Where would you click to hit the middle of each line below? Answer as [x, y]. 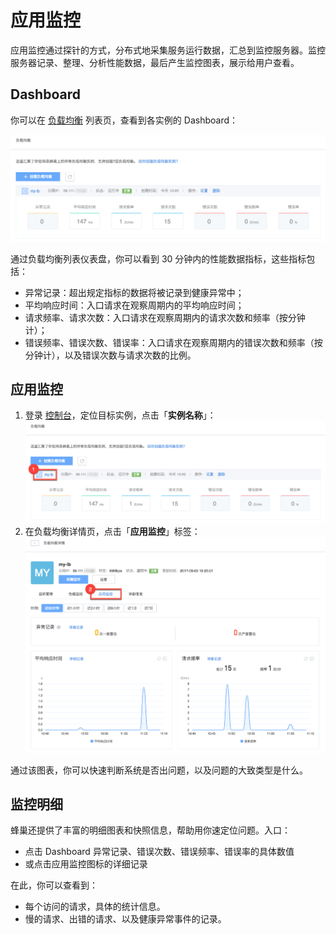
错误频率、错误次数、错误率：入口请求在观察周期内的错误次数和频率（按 [173, 342]
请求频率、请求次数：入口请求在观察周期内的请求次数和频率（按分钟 [165, 317]
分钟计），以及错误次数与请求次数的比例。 [110, 355]
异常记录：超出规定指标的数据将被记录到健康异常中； [134, 292]
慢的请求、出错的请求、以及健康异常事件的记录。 [125, 919]
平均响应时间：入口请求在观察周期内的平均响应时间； [134, 305]
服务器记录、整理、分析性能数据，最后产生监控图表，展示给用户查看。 [155, 62]
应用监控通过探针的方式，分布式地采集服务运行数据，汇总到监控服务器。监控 [168, 50]
